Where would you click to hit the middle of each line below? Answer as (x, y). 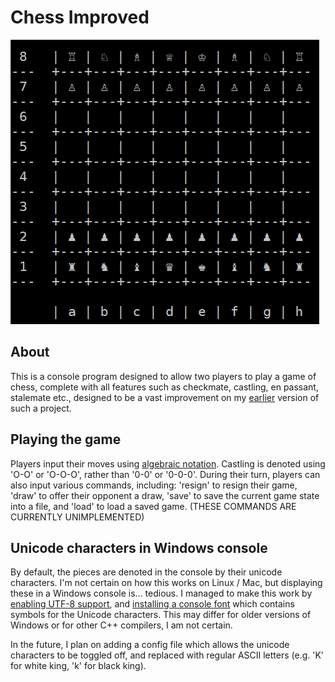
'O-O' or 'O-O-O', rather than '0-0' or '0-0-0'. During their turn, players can (165, 474)
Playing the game (66, 439)
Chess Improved (80, 17)
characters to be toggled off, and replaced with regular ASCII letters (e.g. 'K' (167, 655)
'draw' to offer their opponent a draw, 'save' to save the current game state (165, 495)
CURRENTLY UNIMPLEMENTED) (77, 517)
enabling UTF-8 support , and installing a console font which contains (152, 604)
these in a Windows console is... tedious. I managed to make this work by (161, 593)
